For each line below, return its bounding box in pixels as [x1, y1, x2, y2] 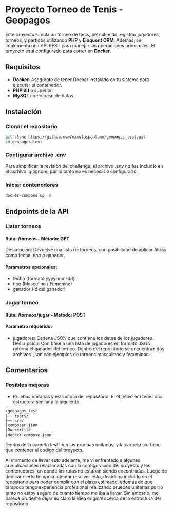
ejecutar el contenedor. [12, 82, 63, 88]
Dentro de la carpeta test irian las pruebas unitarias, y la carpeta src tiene [5, 442, 161, 448]
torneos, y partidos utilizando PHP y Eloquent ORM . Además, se [5, 37, 142, 43]
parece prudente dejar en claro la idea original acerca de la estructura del [5, 495, 161, 501]
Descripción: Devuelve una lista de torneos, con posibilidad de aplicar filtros [5, 247, 167, 253]
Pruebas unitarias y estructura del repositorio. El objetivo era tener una [12, 393, 163, 399]
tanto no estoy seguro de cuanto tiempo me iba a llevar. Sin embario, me [5, 490, 159, 496]
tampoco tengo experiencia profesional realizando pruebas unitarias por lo [5, 484, 163, 490]
